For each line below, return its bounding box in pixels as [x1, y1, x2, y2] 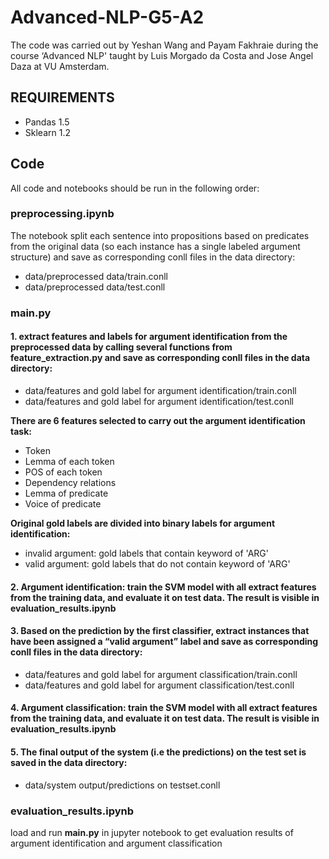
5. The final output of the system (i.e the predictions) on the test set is [10, 746, 307, 758]
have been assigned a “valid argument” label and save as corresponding [10, 636, 319, 648]
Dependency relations [24, 476, 117, 488]
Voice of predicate [24, 497, 102, 510]
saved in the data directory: [10, 756, 128, 768]
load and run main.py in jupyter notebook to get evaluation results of [10, 826, 294, 838]
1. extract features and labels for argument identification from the [10, 331, 288, 343]
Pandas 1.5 [24, 116, 70, 128]
